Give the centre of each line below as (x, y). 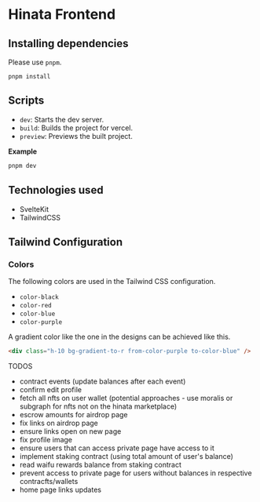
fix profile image (46, 440)
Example (23, 151)
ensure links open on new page (70, 431)
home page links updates (60, 490)
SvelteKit (34, 209)
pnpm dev (22, 166)
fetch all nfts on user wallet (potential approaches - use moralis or (126, 398)
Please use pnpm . (35, 62)
